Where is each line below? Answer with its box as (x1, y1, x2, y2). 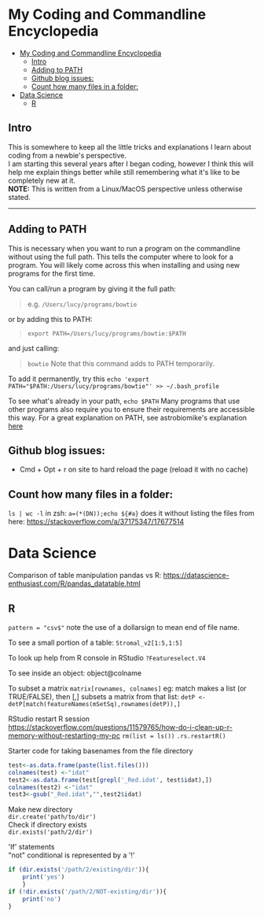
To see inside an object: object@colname (8, 668, 142, 678)
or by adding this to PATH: (8, 314, 93, 324)
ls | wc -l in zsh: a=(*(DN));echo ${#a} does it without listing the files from (8, 509, 255, 518)
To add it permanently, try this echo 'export (8, 374, 149, 383)
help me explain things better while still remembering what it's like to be (8, 167, 240, 176)
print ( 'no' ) (22, 895, 61, 903)
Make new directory (8, 805, 73, 814)
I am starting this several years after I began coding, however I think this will (8, 159, 254, 168)
